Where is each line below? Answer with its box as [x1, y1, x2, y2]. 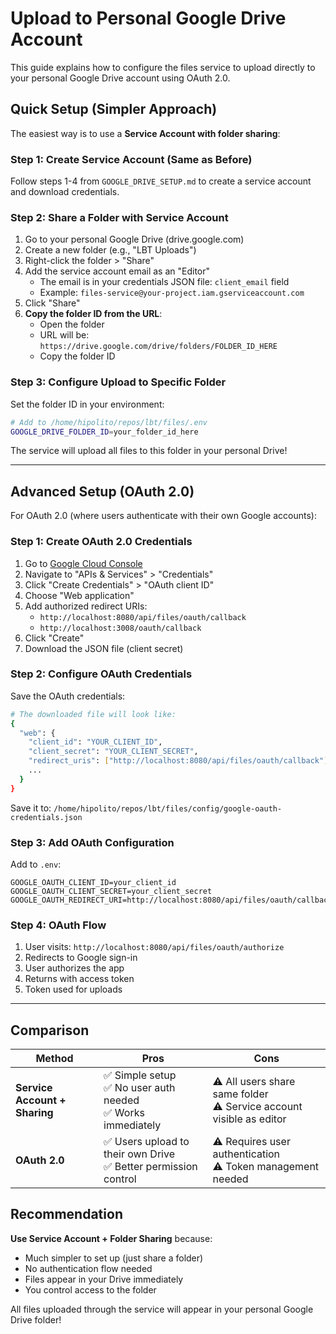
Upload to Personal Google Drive [10, 7, 287, 30]
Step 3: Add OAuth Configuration [10, 835, 175, 849]
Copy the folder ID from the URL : [24, 308, 163, 320]
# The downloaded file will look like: [10, 709, 177, 719]
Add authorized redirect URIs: [24, 600, 148, 612]
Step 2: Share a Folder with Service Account [10, 210, 229, 224]
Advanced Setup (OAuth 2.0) [10, 483, 195, 500]
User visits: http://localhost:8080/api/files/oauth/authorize [24, 941, 285, 953]
